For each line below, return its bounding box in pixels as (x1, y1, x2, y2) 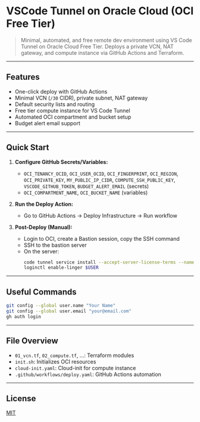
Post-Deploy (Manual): (14, 224, 73, 231)
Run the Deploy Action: (14, 200, 73, 207)
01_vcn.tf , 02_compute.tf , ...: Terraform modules (14, 352, 135, 359)
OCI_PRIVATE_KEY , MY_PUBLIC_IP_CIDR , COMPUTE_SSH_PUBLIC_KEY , (23, 176, 176, 183)
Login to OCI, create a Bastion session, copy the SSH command (23, 235, 180, 242)
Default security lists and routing (14, 100, 95, 108)
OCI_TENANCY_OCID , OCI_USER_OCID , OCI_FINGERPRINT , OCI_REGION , (23, 170, 179, 177)
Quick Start (6, 142, 49, 153)
